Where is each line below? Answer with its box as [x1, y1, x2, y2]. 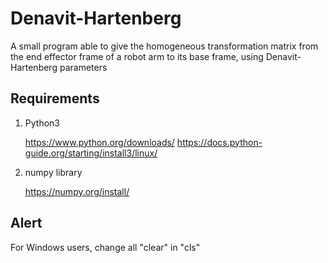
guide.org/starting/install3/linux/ [24, 147, 158, 159]
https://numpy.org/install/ [24, 185, 130, 197]
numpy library [24, 166, 83, 178]
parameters [59, 61, 108, 73]
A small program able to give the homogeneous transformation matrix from [10, 40, 319, 52]
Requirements [10, 90, 100, 107]
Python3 [24, 117, 60, 129]
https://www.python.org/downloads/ [24, 136, 175, 148]
